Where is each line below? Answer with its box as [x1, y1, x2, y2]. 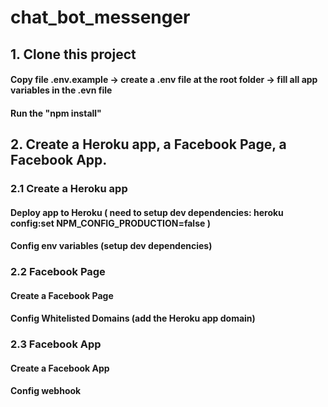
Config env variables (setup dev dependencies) [10, 240, 213, 252]
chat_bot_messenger [10, 6, 191, 29]
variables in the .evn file [10, 84, 113, 96]
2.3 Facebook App [10, 337, 102, 351]
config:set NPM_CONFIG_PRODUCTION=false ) [10, 217, 211, 229]
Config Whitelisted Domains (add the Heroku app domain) [10, 312, 256, 325]
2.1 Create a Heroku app [10, 182, 128, 196]
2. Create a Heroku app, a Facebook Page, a [10, 136, 287, 153]
